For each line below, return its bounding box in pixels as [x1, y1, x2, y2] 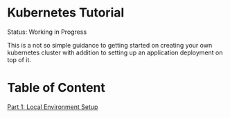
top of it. [7, 55, 31, 63]
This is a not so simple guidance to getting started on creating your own [7, 41, 213, 49]
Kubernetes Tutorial [7, 5, 125, 21]
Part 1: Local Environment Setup [7, 102, 98, 111]
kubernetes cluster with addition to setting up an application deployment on [7, 48, 223, 57]
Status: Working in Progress [7, 28, 87, 36]
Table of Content [7, 80, 106, 96]
